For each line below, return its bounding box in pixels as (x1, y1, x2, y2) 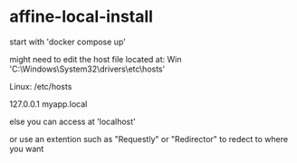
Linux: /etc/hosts (9, 81, 72, 91)
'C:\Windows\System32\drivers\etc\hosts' (9, 63, 166, 74)
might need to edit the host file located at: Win (9, 53, 182, 64)
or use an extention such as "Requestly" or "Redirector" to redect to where (9, 133, 288, 144)
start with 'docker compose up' (9, 36, 127, 47)
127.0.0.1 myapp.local (9, 98, 88, 110)
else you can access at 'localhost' (9, 116, 136, 127)
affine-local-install (9, 6, 154, 27)
